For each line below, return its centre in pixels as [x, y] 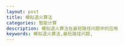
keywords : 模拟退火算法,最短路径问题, [50, 34]
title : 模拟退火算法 [29, 17]
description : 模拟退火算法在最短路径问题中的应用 [62, 28]
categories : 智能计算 [32, 23]
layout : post [23, 12]
